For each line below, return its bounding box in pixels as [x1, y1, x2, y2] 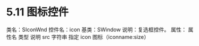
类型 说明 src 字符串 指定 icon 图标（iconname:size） [17, 33, 150, 40]
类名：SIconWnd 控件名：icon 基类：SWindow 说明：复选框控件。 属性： [6, 26, 187, 33]
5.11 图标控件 [6, 5, 69, 19]
